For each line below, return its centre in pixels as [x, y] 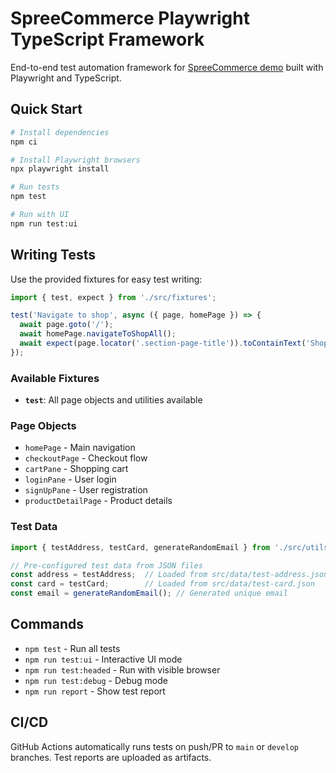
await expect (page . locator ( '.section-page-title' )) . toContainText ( [163, 343]
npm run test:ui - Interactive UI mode [103, 659]
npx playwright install [60, 169]
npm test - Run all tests [72, 648]
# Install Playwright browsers [75, 160]
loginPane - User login [70, 479]
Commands [47, 624]
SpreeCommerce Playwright [130, 18]
